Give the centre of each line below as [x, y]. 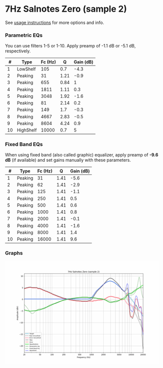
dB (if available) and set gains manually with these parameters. [68, 160]
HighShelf [27, 130]
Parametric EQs [24, 35]
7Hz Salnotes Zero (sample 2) [66, 9]
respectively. [18, 51]
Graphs [14, 253]
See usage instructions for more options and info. [55, 22]
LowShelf [26, 69]
